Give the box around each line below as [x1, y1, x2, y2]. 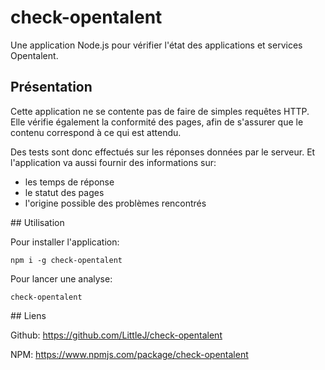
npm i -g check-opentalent [10, 255, 123, 265]
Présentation [10, 79, 93, 96]
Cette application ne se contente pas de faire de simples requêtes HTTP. [10, 105, 310, 117]
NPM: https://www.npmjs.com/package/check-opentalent [10, 348, 249, 360]
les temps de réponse [24, 176, 115, 188]
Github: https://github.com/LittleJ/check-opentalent [10, 329, 223, 341]
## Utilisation [10, 216, 65, 228]
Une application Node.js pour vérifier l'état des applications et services [10, 39, 303, 51]
